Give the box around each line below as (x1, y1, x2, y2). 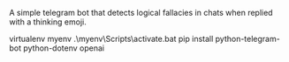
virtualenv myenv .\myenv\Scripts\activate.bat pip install (9, 34, 214, 44)
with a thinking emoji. (9, 17, 87, 27)
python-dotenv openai (23, 43, 104, 53)
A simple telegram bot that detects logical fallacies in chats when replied (9, 8, 273, 17)
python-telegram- (215, 34, 280, 44)
